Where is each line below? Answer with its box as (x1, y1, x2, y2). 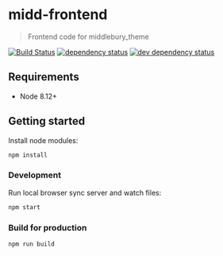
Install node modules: (8, 135, 79, 145)
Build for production (8, 222, 87, 233)
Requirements (8, 70, 79, 84)
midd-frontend (8, 6, 108, 24)
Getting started (8, 114, 86, 128)
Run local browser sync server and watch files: (8, 188, 162, 197)
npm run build (8, 240, 56, 248)
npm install (8, 151, 48, 159)
